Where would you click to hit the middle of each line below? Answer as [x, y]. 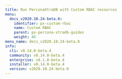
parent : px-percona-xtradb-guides [49, 32]
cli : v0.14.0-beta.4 [30, 51]
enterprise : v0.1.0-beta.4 [37, 60]
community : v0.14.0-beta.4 [37, 55]
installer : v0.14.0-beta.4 [37, 64]
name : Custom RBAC [33, 28]
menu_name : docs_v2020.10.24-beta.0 [42, 42]
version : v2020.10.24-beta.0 [39, 69]
